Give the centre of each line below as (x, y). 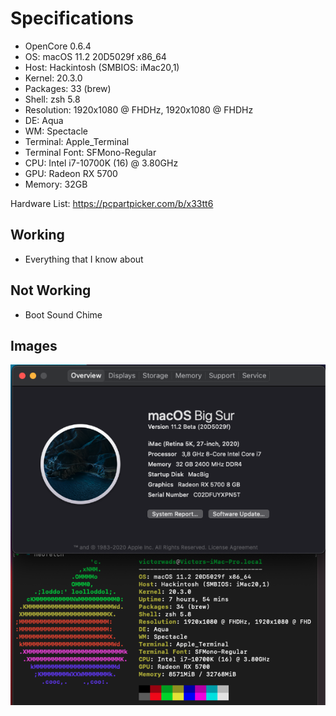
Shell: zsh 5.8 (52, 99)
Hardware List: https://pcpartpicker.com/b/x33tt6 (112, 203)
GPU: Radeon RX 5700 (71, 173)
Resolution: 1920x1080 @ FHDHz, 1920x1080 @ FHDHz (139, 109)
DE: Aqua (44, 120)
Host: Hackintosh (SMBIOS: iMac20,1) (102, 67)
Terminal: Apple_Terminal (77, 141)
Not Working (51, 290)
